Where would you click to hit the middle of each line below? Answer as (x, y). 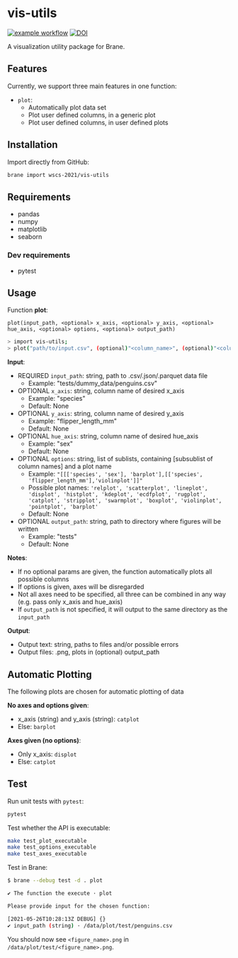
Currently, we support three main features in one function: (92, 86)
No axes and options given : (48, 705)
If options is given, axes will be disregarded (81, 587)
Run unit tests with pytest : (46, 801)
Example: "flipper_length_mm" (72, 421)
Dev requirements (39, 255)
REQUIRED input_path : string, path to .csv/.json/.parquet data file (113, 376)
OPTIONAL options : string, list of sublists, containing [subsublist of (115, 459)
